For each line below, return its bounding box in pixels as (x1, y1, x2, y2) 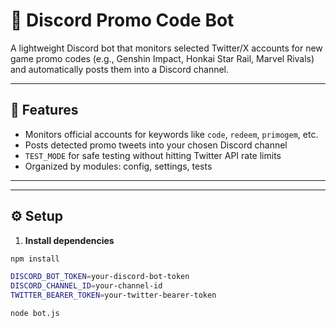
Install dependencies (24, 234, 115, 246)
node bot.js (10, 309, 60, 319)
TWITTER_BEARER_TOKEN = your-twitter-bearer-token (10, 290, 217, 301)
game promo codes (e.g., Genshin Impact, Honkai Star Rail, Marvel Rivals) (10, 52, 315, 64)
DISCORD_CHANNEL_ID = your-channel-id (10, 281, 163, 291)
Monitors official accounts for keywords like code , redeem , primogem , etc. (24, 128, 319, 140)
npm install (10, 254, 60, 264)
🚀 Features (10, 102, 79, 119)
